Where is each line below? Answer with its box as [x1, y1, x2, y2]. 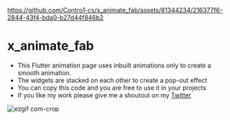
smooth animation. [17, 68, 72, 76]
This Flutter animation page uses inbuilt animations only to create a [17, 61, 212, 69]
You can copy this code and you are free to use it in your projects [17, 84, 207, 92]
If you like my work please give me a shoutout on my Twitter [17, 91, 191, 99]
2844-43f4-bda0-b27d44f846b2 [7, 13, 104, 22]
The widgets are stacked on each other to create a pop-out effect [17, 76, 208, 84]
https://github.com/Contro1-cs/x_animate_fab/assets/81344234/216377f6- [7, 6, 223, 14]
